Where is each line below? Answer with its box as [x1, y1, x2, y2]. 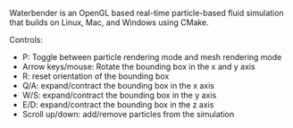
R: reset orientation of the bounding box [21, 71, 170, 81]
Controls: [9, 35, 43, 45]
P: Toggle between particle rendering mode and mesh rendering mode [21, 52, 282, 62]
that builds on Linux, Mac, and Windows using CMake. [9, 17, 210, 28]
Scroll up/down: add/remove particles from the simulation [21, 109, 235, 119]
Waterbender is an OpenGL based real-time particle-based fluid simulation [9, 8, 284, 18]
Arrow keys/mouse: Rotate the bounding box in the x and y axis [21, 62, 256, 72]
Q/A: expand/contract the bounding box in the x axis [21, 81, 215, 90]
